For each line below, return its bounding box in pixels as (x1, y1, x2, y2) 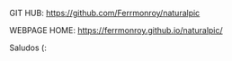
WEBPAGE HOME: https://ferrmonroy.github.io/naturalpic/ (9, 25, 223, 35)
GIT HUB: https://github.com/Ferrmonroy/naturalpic (9, 8, 201, 18)
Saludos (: (9, 42, 47, 53)
